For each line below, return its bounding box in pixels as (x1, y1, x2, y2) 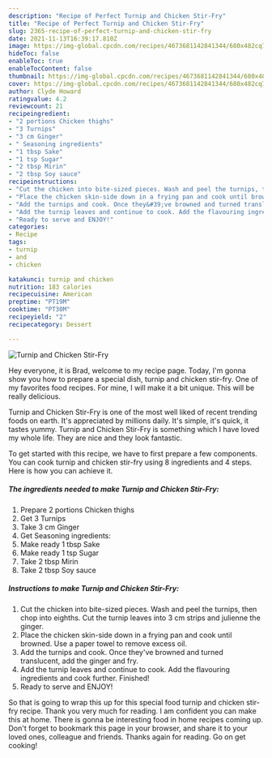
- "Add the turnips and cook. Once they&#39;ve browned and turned (8, 200, 241, 208)
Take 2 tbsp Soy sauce (19, 565, 97, 575)
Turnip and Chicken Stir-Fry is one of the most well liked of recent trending (8, 407, 257, 417)
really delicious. (8, 391, 61, 401)
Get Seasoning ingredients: (19, 530, 112, 540)
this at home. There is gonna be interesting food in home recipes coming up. (8, 714, 264, 724)
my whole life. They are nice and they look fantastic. (8, 433, 182, 443)
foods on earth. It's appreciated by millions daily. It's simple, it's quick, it (8, 415, 249, 426)
